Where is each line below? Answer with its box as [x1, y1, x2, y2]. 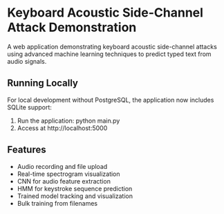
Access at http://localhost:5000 [17, 123, 108, 132]
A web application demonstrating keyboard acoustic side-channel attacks [7, 42, 218, 51]
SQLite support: [7, 102, 52, 112]
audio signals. [7, 57, 47, 65]
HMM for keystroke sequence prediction [17, 184, 133, 193]
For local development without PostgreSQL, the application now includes [7, 96, 214, 104]
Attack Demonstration [7, 19, 137, 35]
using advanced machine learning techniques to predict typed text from [7, 50, 212, 58]
